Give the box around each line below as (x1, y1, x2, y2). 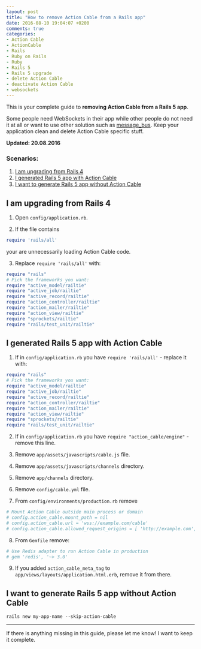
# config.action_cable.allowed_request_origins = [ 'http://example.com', (6, 525, 197, 531)
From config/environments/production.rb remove (14, 497, 138, 504)
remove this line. (14, 439, 56, 447)
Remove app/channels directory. (14, 474, 94, 482)
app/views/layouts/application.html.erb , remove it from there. (14, 571, 172, 578)
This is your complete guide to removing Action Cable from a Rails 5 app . (6, 103, 188, 110)
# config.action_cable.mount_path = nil (6, 515, 109, 521)
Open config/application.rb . (14, 214, 88, 221)
